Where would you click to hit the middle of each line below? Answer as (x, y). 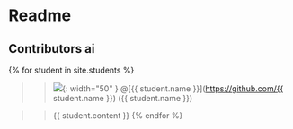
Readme (40, 16)
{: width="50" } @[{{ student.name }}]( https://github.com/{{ (173, 89)
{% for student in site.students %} (71, 70)
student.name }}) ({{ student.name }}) (123, 98)
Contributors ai (52, 49)
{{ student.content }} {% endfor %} (118, 116)
